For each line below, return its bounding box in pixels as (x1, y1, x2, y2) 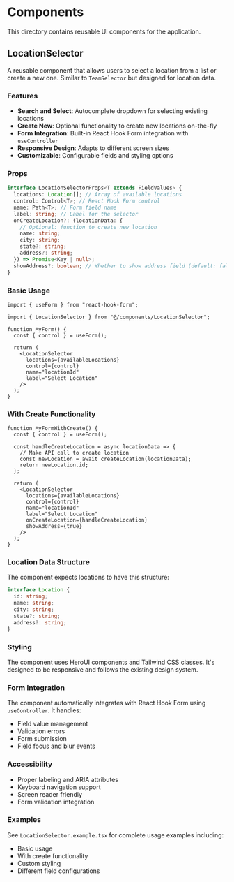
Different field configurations (17, 867, 100, 875)
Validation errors (17, 727, 65, 735)
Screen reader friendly (17, 790, 82, 798)
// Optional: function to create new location (19, 223, 157, 230)
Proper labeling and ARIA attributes (17, 775, 119, 784)
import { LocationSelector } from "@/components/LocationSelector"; (7, 314, 210, 321)
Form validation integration (17, 798, 95, 806)
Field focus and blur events (17, 742, 96, 751)
